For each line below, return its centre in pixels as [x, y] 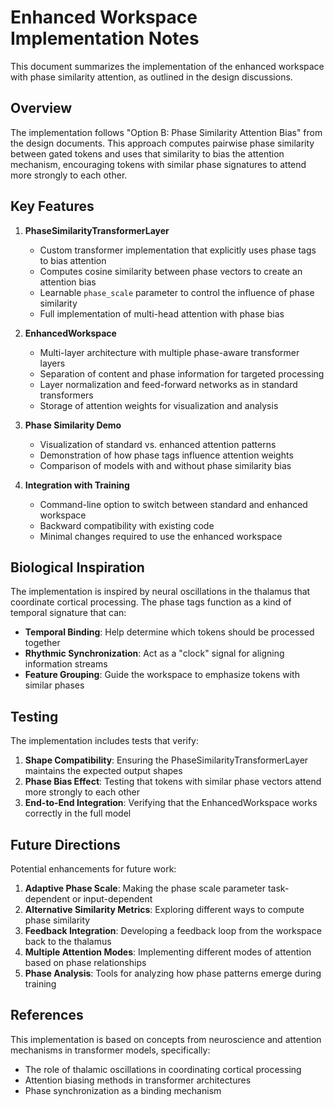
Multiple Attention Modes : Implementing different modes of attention [168, 952]
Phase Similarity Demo [73, 425]
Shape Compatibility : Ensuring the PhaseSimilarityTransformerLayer [166, 760]
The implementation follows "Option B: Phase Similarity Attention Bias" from [166, 132]
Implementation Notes [105, 38]
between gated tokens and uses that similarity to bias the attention [147, 153]
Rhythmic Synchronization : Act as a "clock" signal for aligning [154, 653]
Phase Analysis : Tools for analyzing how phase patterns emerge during [173, 973]
